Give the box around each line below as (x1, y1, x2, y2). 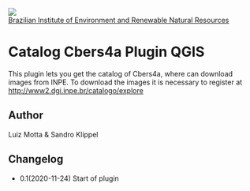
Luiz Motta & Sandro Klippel (8, 129, 99, 139)
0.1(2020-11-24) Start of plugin (19, 174, 120, 183)
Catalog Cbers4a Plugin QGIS (8, 43, 205, 61)
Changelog (8, 152, 64, 166)
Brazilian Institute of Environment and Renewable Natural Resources (8, 16, 229, 24)
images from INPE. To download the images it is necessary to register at (8, 77, 243, 87)
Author (8, 109, 43, 122)
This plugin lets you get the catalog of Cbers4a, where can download (8, 69, 233, 78)
